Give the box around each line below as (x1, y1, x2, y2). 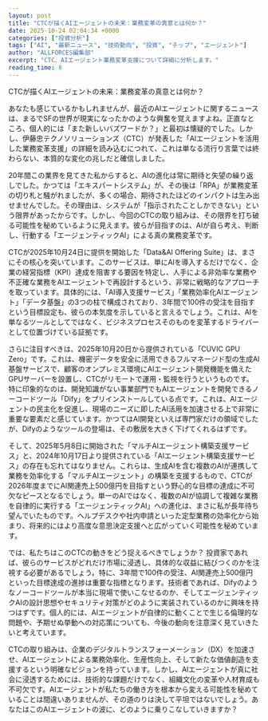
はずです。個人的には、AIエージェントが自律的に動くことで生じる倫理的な (14, 608, 259, 617)
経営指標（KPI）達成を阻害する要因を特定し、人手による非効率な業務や (22, 267, 257, 276)
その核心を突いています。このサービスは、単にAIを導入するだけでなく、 (14, 257, 252, 267)
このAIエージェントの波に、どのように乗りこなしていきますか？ (29, 704, 238, 714)
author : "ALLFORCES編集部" (8, 49, 94, 57)
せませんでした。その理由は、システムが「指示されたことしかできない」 (8, 200, 246, 210)
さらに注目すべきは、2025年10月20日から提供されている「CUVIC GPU (8, 344, 241, 354)
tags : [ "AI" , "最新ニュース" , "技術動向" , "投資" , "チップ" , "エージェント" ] (8, 42, 247, 50)
